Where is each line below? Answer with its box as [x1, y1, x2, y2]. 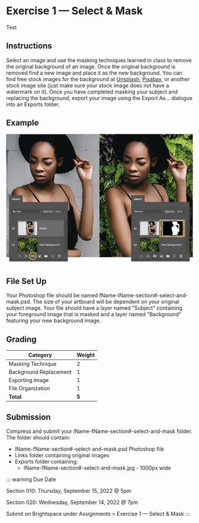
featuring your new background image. [6, 317, 101, 324]
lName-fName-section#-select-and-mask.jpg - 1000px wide [23, 464, 171, 471]
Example [6, 118, 39, 128]
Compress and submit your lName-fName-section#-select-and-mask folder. [6, 428, 192, 435]
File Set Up [6, 276, 47, 286]
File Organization [8, 385, 50, 392]
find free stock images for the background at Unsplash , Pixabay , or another [6, 75, 190, 82]
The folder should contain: [6, 434, 71, 441]
